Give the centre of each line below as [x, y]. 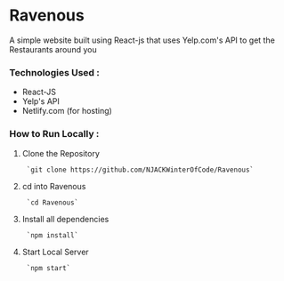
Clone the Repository [61, 153]
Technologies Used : [54, 72]
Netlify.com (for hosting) [67, 111]
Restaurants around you [53, 49]
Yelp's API [41, 101]
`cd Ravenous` [53, 202]
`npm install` [53, 235]
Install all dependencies [65, 219]
